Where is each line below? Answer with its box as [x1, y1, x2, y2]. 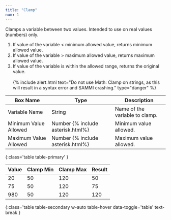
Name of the [115, 105, 145, 112]
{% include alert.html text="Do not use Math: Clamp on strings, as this [12, 79, 160, 85]
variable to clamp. [115, 111, 158, 118]
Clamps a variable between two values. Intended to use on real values [5, 26, 152, 32]
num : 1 [5, 12, 19, 17]
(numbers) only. [5, 32, 39, 38]
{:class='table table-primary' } [5, 153, 69, 160]
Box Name [14, 97, 40, 104]
